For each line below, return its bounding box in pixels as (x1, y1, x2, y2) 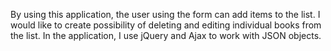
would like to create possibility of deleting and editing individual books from (10, 19, 322, 31)
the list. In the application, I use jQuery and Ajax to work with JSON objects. (10, 30, 322, 41)
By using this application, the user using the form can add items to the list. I (10, 9, 321, 20)
